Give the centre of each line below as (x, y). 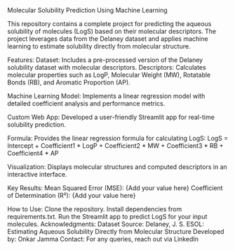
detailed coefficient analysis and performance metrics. (86, 104)
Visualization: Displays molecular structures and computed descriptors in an (117, 167)
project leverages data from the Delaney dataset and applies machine (108, 39)
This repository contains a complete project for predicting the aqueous (109, 24)
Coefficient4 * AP (33, 153)
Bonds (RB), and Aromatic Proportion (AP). (69, 82)
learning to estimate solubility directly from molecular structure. (99, 46)
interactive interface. (37, 174)
